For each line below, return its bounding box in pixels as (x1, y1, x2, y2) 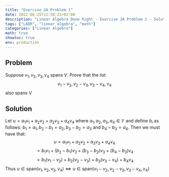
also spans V (5, 90, 32, 96)
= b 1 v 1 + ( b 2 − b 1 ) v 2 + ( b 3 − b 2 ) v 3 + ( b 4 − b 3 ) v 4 (37, 147, 134, 155)
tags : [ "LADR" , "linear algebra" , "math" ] (5, 21, 96, 27)
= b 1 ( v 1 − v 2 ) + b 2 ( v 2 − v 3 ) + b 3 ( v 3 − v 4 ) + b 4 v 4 (37, 156, 134, 163)
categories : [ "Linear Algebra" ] (5, 26, 73, 31)
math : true (5, 31, 28, 36)
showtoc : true (5, 36, 35, 41)
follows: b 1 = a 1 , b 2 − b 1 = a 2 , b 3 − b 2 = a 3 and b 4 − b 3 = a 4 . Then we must (5, 124, 160, 131)
